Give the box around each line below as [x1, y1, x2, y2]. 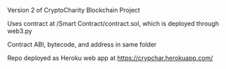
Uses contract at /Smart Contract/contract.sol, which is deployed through [7, 20, 219, 27]
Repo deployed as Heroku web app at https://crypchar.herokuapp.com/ [7, 54, 213, 62]
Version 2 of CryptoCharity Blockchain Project [7, 6, 141, 14]
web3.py [7, 27, 33, 35]
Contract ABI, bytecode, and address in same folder [7, 40, 157, 48]
